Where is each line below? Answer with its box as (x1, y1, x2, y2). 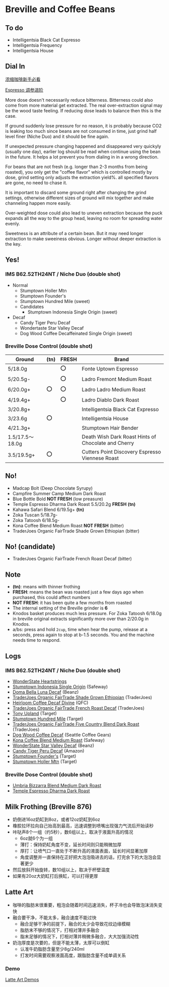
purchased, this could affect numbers (12, 594, 91, 600)
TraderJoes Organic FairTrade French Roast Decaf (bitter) (12, 556, 132, 562)
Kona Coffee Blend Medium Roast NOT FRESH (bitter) (12, 522, 124, 528)
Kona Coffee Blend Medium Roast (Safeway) (12, 737, 105, 743)
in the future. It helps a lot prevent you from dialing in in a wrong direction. (5, 154, 159, 160)
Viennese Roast (81, 454, 119, 462)
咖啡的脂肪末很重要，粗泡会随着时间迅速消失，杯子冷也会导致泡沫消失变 (12, 902, 162, 908)
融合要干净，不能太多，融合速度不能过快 (12, 915, 97, 921)
